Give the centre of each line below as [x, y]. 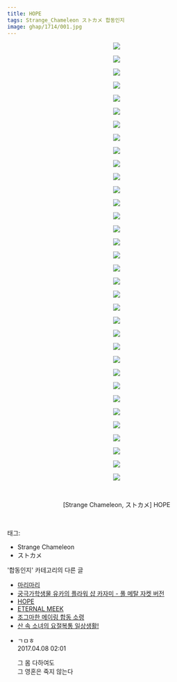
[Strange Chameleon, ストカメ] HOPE [117, 505]
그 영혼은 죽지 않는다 [45, 672]
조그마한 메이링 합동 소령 [51, 617]
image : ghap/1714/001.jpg [44, 26]
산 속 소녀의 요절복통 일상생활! [58, 626]
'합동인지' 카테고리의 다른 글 [45, 570]
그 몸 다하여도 [36, 663]
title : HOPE [24, 14]
